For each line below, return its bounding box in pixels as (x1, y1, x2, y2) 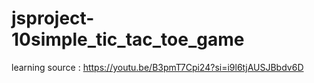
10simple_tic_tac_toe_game (11, 28, 245, 51)
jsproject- (11, 7, 95, 30)
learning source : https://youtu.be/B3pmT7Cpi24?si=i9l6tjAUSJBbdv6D (11, 61, 304, 73)
